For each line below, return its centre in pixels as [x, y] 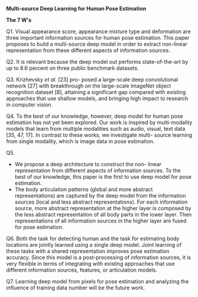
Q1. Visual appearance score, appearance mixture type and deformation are [98, 31]
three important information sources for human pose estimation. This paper [98, 38]
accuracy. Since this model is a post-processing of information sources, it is [98, 257]
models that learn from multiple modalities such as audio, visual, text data [96, 129]
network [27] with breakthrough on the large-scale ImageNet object [89, 86]
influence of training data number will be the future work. [76, 288]
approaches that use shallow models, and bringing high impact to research [97, 98]
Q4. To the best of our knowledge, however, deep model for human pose [95, 116]
